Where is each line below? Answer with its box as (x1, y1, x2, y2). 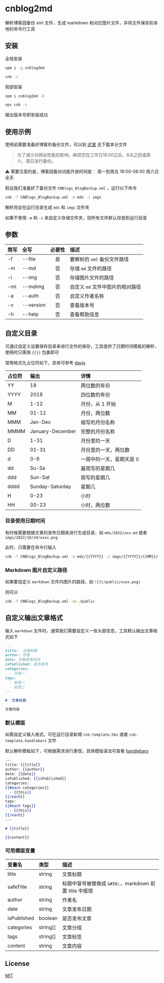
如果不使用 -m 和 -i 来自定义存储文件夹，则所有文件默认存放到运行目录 (5, 214, 147, 221)
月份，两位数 (80, 410, 110, 416)
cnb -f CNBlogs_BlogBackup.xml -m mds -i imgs (5, 195, 102, 200)
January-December (30, 428, 76, 435)
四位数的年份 (80, 391, 110, 398)
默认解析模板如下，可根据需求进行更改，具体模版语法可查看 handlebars (5, 748, 149, 754)
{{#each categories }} (5, 785, 49, 790)
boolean (39, 914, 58, 921)
